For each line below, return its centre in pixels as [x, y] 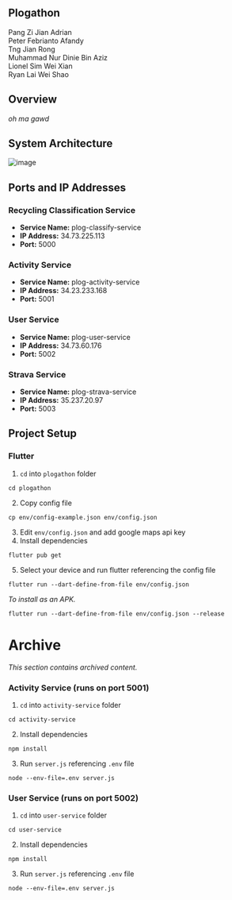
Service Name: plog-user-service [75, 337]
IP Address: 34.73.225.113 [62, 236]
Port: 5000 [38, 245]
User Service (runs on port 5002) [73, 798]
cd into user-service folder [63, 815]
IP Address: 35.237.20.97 [61, 400]
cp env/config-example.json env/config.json [83, 517]
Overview [33, 100]
